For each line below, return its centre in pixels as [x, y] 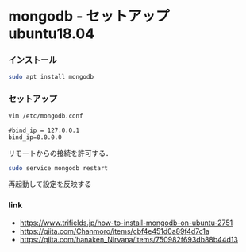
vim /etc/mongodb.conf [46, 116]
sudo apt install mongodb [51, 77]
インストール [33, 60]
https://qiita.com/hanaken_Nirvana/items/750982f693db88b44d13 [129, 239]
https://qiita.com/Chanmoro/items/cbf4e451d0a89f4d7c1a [115, 231]
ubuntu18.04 [52, 34]
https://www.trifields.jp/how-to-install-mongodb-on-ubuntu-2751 [126, 223]
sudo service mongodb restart [58, 168]
